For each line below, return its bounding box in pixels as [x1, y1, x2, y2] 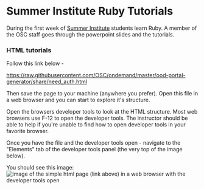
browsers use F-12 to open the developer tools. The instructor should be [6, 114, 188, 122]
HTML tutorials [6, 46, 52, 54]
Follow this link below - [6, 60, 64, 67]
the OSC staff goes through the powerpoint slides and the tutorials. [6, 30, 175, 38]
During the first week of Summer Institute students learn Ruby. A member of [6, 24, 197, 32]
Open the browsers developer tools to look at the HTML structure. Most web [6, 108, 198, 115]
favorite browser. [6, 128, 49, 135]
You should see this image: [6, 164, 74, 171]
